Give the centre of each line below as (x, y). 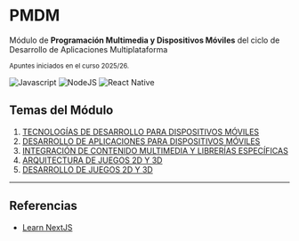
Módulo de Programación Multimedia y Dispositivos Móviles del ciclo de (145, 40)
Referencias (44, 206)
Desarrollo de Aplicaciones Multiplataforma (89, 49)
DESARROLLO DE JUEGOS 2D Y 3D (87, 169)
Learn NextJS (47, 227)
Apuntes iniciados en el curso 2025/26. (69, 66)
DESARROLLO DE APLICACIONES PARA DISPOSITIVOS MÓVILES (141, 141)
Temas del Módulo (61, 111)
